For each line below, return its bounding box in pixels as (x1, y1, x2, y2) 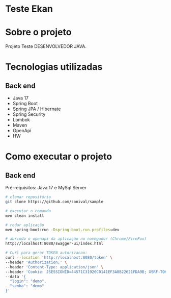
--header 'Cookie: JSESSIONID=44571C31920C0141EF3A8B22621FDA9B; (5, 269, 147, 275)
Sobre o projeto (5, 27, 72, 38)
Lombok (12, 117, 31, 123)
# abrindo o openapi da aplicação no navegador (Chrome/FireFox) (5, 236, 147, 241)
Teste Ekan (5, 3, 53, 15)
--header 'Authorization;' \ (5, 260, 67, 265)
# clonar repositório (5, 194, 51, 200)
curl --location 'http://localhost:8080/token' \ (5, 255, 113, 260)
